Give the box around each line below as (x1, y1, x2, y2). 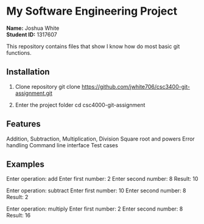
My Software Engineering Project (6, 4, 178, 18)
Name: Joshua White (6, 24, 60, 32)
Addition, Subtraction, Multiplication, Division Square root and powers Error (6, 135, 195, 142)
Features (6, 119, 41, 129)
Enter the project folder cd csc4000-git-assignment (15, 101, 146, 108)
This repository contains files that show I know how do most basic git (6, 43, 180, 50)
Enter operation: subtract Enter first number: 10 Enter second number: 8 (6, 187, 187, 194)
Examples (6, 159, 44, 169)
